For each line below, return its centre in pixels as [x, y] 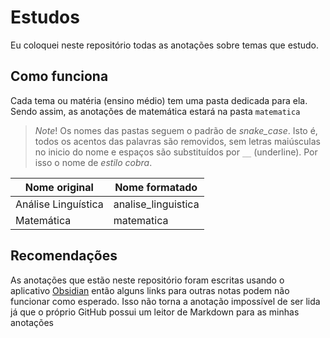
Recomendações [64, 256]
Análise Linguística [59, 204]
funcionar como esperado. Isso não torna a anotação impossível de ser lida [165, 301]
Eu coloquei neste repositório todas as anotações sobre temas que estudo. [165, 45]
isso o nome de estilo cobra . [93, 162]
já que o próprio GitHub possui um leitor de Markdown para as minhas [155, 312]
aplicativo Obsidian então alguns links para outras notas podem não [150, 290]
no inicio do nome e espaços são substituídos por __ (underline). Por [176, 152]
